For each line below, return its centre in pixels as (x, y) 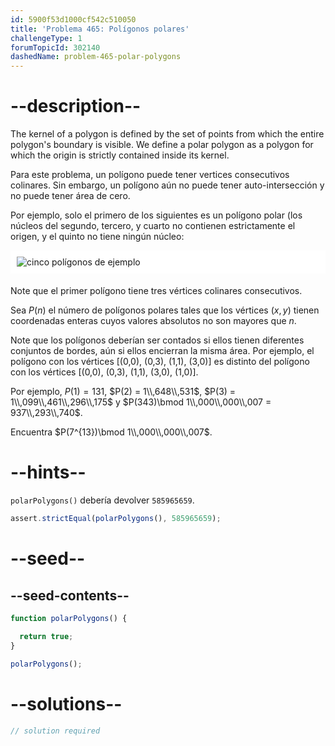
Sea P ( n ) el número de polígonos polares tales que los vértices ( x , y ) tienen (165, 310)
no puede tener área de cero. (70, 196)
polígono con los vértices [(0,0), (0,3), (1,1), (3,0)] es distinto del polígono (160, 362)
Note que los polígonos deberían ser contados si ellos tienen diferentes (157, 340)
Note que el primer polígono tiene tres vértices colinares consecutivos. (156, 291)
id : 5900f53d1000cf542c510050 (73, 19)
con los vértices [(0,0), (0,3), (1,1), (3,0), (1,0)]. (104, 372)
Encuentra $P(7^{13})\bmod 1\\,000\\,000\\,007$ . (111, 432)
